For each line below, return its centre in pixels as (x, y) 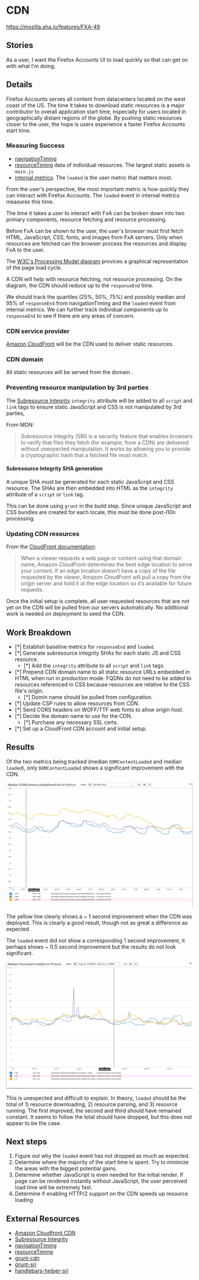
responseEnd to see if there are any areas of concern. (70, 315)
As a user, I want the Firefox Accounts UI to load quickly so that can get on (97, 59)
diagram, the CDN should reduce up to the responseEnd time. (80, 285)
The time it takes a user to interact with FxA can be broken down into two (95, 213)
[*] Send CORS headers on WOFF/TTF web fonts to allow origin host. (99, 710)
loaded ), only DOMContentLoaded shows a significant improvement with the (95, 768)
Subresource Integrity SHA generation (54, 468)
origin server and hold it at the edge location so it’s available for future (106, 583)
